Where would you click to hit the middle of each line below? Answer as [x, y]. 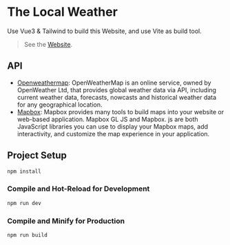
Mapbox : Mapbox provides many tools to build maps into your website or [121, 111]
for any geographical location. [60, 105]
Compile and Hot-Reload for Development [79, 189]
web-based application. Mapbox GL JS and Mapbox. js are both [107, 119]
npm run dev [24, 203]
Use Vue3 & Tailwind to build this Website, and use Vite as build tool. [104, 31]
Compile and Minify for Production [66, 221]
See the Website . [48, 44]
